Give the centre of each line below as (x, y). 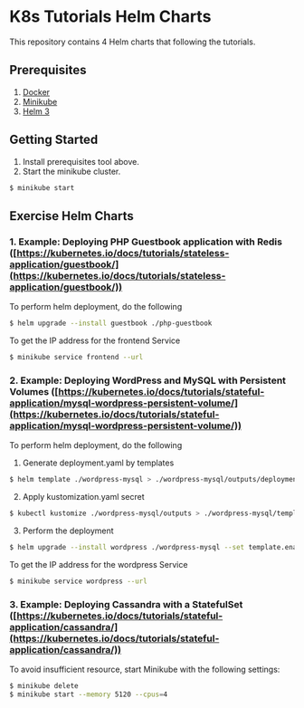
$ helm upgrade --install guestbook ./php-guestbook (111, 323)
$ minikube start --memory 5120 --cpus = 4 (89, 694)
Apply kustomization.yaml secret (83, 497)
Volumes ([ (34, 391)
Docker (36, 91)
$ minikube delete (44, 685)
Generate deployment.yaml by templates (98, 463)
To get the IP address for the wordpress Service (99, 564)
